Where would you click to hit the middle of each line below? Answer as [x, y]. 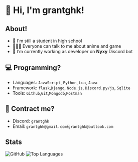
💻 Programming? [33, 68]
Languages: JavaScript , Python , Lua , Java [55, 82]
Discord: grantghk [31, 121]
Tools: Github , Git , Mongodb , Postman [47, 93]
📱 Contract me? [30, 109]
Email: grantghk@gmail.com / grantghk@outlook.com [63, 126]
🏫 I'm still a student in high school [47, 41]
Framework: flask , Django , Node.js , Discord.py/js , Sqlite [71, 88]
